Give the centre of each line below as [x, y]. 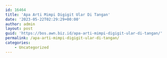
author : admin [20, 24]
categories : [18, 43]
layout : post [19, 29]
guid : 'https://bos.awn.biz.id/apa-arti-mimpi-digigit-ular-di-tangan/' [84, 33]
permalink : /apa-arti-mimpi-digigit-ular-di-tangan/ [62, 38]
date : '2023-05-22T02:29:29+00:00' [43, 19]
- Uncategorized [32, 47]
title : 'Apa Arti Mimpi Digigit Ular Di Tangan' [58, 15]
